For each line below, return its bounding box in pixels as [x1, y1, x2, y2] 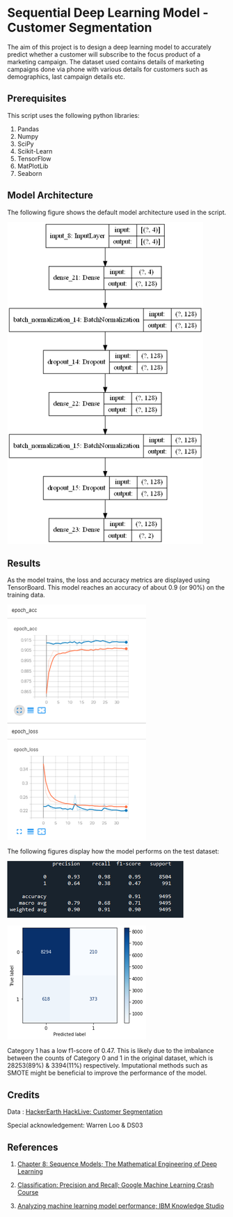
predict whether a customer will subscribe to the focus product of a [7, 50, 201, 59]
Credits [7, 1089, 40, 1100]
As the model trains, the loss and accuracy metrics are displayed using [7, 576, 210, 584]
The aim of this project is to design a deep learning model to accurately [7, 43, 212, 51]
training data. [7, 591, 45, 599]
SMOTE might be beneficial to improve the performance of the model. [7, 1069, 207, 1077]
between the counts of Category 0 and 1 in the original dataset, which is [7, 1054, 214, 1062]
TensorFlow [17, 154, 51, 163]
